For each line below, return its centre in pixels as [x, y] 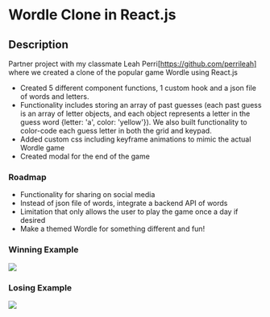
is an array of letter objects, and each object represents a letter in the [135, 113]
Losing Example [40, 287]
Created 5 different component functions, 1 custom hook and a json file [138, 88]
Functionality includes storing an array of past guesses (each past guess [141, 105]
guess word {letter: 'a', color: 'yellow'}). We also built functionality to [133, 122]
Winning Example [44, 249]
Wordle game [42, 148]
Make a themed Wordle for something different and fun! [112, 229]
